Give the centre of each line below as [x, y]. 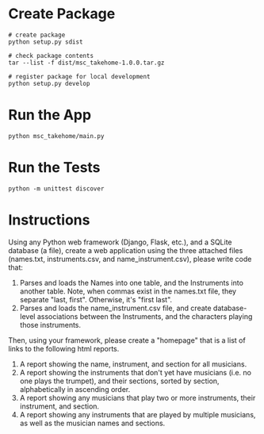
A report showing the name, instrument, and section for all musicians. [133, 364]
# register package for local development [79, 76]
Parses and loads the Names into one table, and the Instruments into [132, 282]
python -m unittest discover [56, 188]
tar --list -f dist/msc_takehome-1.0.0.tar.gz [86, 63]
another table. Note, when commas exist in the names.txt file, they [128, 291]
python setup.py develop [49, 83]
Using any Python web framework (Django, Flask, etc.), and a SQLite [120, 242]
